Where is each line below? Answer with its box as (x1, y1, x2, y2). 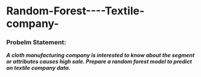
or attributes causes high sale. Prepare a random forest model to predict (6, 58, 192, 65)
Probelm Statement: (6, 38, 66, 47)
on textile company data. (6, 64, 71, 72)
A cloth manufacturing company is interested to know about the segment (6, 52, 195, 59)
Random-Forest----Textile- (6, 4, 145, 18)
